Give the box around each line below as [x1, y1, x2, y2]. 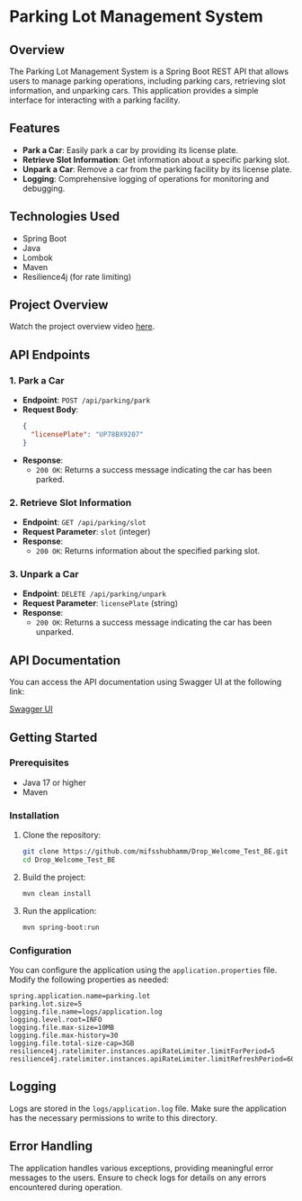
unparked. [35, 627, 75, 637]
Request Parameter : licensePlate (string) [22, 598, 178, 609]
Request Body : [22, 404, 79, 415]
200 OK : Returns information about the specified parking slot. [35, 546, 261, 556]
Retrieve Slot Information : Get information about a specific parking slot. [22, 154, 290, 165]
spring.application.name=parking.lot [9, 991, 151, 1000]
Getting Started [9, 729, 98, 745]
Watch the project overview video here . [9, 321, 155, 332]
